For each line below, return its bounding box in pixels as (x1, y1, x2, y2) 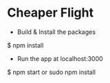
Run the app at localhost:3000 (16, 54, 103, 63)
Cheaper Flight (7, 5, 94, 21)
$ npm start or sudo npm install (7, 68, 96, 76)
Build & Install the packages (16, 28, 96, 36)
